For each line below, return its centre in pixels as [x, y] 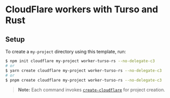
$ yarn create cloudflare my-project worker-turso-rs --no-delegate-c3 [83, 70]
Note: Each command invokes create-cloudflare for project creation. [91, 90]
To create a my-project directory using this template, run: [66, 52]
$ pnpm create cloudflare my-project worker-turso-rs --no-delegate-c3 [83, 80]
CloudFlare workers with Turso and [82, 9]
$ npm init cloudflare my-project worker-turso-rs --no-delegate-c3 [80, 61]
